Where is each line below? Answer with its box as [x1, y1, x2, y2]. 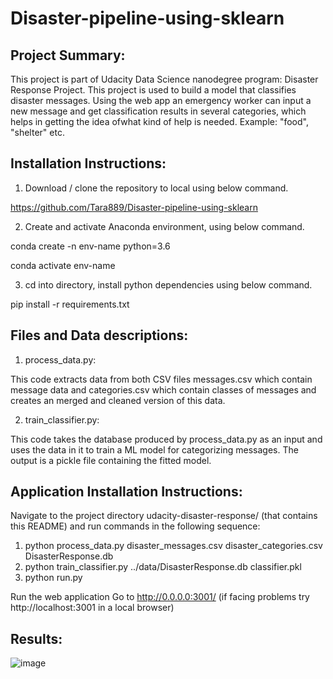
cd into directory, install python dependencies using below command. [24, 278, 313, 291]
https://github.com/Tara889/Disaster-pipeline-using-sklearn [10, 201, 258, 213]
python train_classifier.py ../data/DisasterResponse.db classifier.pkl [24, 561, 302, 573]
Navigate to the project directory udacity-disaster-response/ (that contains [10, 510, 318, 522]
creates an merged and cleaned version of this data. [10, 394, 226, 406]
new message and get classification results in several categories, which [10, 105, 307, 117]
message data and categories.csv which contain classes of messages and [10, 383, 317, 396]
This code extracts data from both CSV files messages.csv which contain [10, 373, 313, 385]
